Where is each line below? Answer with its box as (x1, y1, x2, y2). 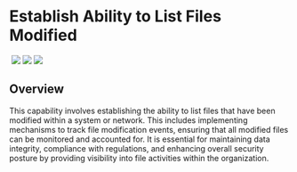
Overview (9, 82, 65, 97)
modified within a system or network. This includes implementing (9, 114, 248, 126)
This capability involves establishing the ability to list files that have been (9, 105, 276, 116)
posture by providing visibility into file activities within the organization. (9, 152, 269, 163)
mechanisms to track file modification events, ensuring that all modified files (9, 124, 289, 135)
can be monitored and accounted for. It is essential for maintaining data (9, 134, 271, 144)
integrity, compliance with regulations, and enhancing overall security (9, 143, 264, 153)
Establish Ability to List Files (9, 6, 222, 27)
